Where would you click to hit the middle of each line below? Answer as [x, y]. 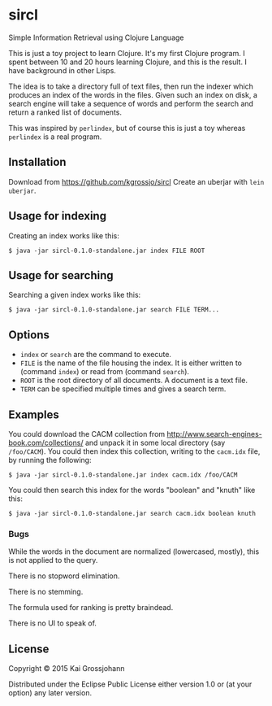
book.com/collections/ [46, 442]
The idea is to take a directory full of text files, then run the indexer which [131, 86]
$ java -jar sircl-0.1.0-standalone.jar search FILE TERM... [114, 310]
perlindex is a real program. [55, 137]
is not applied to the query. [53, 560]
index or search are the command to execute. [96, 355]
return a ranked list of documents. [65, 112]
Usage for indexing [58, 216]
